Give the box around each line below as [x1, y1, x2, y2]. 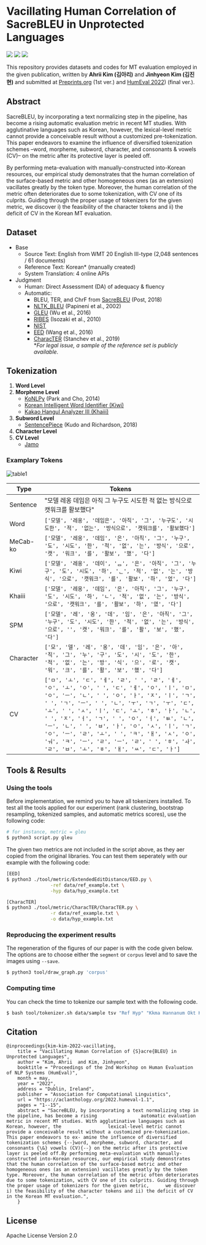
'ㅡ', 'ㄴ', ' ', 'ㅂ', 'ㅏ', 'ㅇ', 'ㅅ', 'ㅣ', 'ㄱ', [44, 723, 196, 729]
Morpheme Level [15, 389, 59, 396]
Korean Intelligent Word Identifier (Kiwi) [24, 401, 124, 409]
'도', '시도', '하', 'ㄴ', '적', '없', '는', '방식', [44, 592, 190, 600]
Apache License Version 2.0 [6, 1232, 78, 1239]
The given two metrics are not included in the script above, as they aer [6, 846, 185, 853]
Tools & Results [6, 766, 66, 776]
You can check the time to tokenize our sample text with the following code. [6, 998, 198, 1005]
